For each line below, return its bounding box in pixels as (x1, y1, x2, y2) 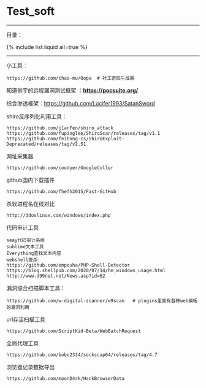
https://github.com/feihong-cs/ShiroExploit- (6, 135, 124, 142)
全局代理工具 (6, 339, 39, 347)
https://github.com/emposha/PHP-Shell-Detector (6, 262, 131, 268)
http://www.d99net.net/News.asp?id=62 (6, 273, 105, 279)
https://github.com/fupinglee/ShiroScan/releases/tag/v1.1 (6, 130, 161, 136)
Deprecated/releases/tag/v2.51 (6, 141, 86, 147)
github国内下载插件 (6, 176, 55, 183)
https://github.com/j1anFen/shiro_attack (6, 124, 114, 131)
